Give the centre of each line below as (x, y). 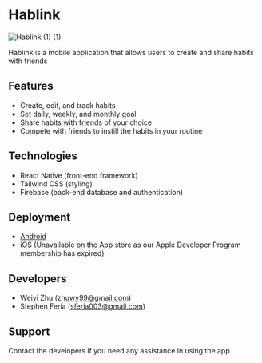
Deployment (40, 217)
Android (33, 237)
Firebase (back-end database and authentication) (101, 192)
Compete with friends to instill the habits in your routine (111, 130)
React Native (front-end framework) (79, 175)
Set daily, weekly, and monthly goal (78, 114)
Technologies (43, 156)
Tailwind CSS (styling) (56, 183)
